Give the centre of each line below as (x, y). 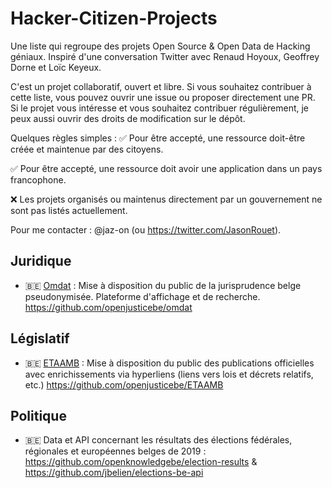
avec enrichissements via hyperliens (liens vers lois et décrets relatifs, (169, 374)
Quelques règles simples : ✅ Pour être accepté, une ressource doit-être (158, 138)
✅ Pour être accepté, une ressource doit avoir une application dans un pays (166, 168)
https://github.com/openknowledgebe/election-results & (141, 462)
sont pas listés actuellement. (69, 210)
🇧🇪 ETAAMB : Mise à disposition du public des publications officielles (169, 363)
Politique (38, 415)
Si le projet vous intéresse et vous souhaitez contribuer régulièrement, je (160, 108)
